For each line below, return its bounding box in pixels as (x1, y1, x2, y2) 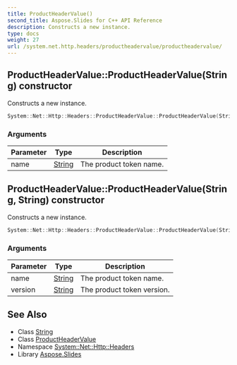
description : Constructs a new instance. (7, 23, 131, 30)
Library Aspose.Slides (17, 349, 82, 358)
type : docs (7, 30, 39, 37)
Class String (17, 327, 54, 335)
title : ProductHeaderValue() (7, 10, 93, 18)
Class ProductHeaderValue (17, 335, 97, 343)
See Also (7, 309, 47, 321)
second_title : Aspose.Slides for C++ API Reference (7, 17, 162, 24)
